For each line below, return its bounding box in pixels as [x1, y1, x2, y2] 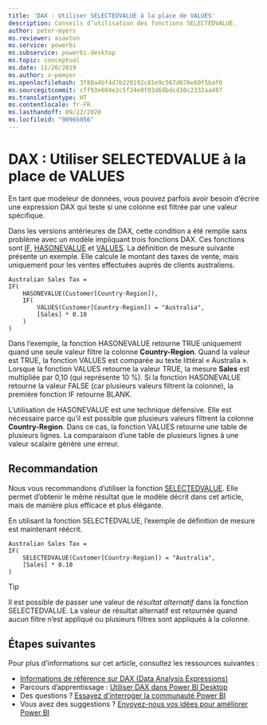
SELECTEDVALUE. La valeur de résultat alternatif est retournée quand [8, 605, 238, 615]
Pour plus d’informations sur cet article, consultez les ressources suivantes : [8, 659, 259, 668]
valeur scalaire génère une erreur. [8, 439, 120, 448]
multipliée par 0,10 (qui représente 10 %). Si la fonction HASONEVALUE [8, 372, 241, 382]
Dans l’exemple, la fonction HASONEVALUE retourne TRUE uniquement [8, 338, 241, 348]
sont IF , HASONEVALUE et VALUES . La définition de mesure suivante [8, 243, 235, 253]
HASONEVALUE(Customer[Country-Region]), [22, 289, 159, 297]
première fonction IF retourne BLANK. [8, 389, 132, 399]
